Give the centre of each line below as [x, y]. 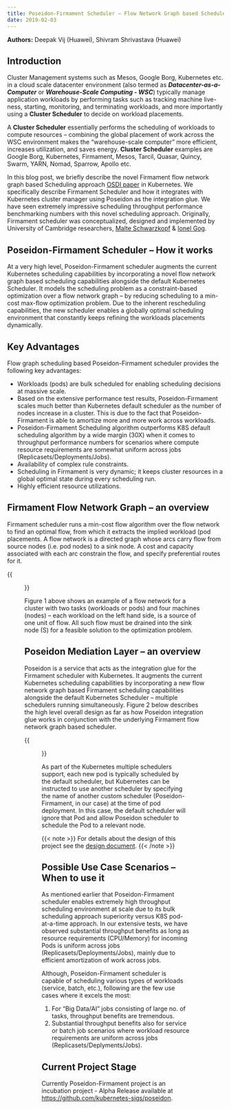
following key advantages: [44, 370]
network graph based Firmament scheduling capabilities [104, 690]
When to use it [73, 878]
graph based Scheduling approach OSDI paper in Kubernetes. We [100, 185]
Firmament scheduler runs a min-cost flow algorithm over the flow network [113, 524]
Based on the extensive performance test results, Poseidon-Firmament [118, 398]
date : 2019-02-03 [32, 20]
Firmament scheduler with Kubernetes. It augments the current [113, 675]
